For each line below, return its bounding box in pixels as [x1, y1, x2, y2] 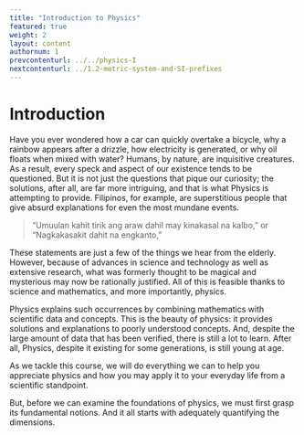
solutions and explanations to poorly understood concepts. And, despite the [9, 323, 295, 334]
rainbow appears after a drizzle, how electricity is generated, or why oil [9, 143, 278, 154]
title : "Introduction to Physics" [9, 13, 142, 23]
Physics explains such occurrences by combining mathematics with [9, 303, 265, 314]
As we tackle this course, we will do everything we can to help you [9, 360, 260, 371]
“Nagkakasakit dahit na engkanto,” [31, 229, 162, 240]
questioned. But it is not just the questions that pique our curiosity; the [9, 173, 274, 184]
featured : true [9, 22, 68, 31]
